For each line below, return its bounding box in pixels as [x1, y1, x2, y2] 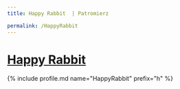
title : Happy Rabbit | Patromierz [7, 10, 109, 17]
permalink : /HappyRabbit [7, 22, 78, 29]
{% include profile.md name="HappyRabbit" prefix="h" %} [7, 75, 174, 83]
